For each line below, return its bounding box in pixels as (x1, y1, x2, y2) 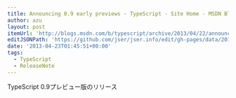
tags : (7, 50, 23, 57)
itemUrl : (7, 29, 33, 37)
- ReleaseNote (13, 62, 55, 69)
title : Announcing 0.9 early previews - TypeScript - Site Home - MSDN (7, 10, 221, 17)
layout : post (7, 23, 46, 30)
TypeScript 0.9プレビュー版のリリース (7, 82, 118, 91)
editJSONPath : (7, 36, 49, 43)
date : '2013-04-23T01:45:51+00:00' (7, 43, 112, 50)
